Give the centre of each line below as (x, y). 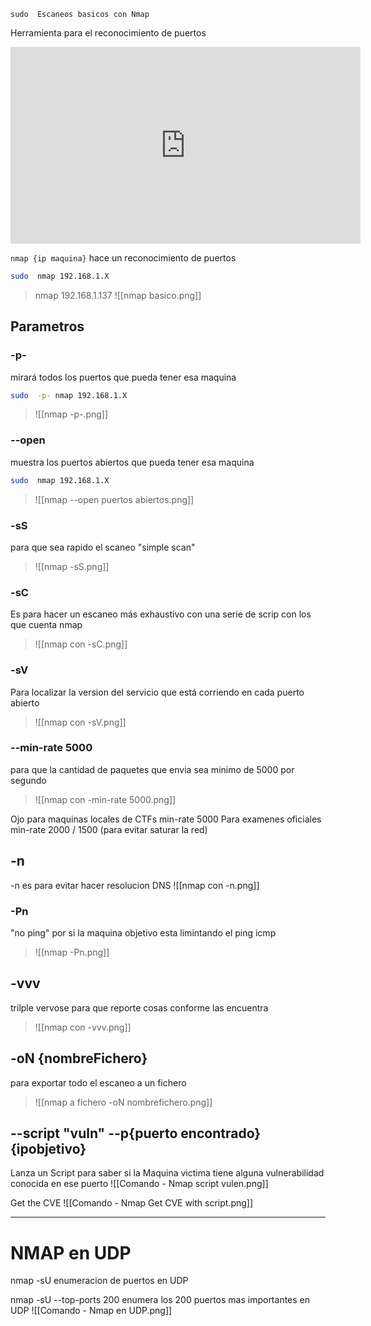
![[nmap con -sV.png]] (80, 722)
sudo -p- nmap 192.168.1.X (69, 395)
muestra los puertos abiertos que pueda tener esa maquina (132, 462)
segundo (28, 780)
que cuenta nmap (46, 625)
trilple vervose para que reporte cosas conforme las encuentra (139, 1007)
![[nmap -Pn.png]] (72, 952)
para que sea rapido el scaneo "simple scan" (103, 547)
